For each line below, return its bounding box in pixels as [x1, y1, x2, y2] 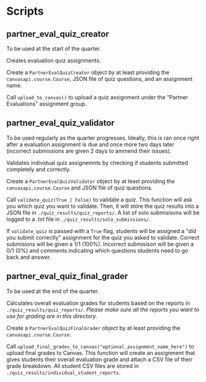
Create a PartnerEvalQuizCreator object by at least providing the [6, 69, 170, 76]
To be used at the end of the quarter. [6, 287, 99, 295]
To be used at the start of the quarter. [6, 45, 101, 52]
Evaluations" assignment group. [6, 100, 87, 107]
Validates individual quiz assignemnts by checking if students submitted [6, 159, 188, 166]
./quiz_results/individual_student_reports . [6, 369, 121, 376]
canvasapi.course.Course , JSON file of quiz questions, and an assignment [6, 75, 193, 82]
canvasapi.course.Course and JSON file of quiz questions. [6, 184, 153, 191]
